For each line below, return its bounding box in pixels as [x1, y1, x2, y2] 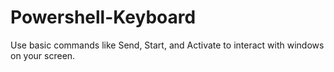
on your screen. [10, 49, 76, 61]
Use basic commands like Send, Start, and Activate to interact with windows [10, 39, 325, 51]
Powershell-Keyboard [10, 6, 197, 29]
